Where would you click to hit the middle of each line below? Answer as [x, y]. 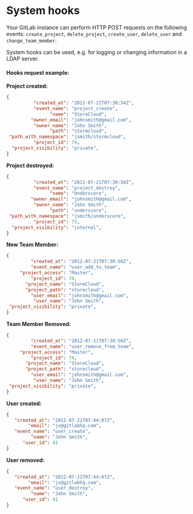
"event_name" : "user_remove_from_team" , [83, 346]
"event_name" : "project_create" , [76, 108]
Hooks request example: [38, 72]
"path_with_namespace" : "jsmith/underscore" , [67, 216]
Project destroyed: [30, 165]
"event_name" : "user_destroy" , [54, 488]
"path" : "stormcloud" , [78, 131]
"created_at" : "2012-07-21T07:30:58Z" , [84, 182]
